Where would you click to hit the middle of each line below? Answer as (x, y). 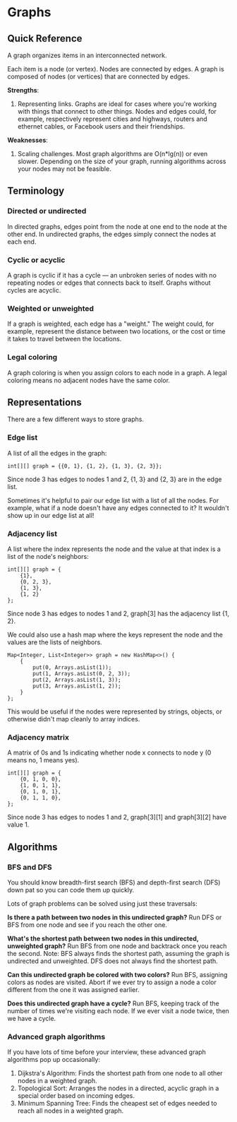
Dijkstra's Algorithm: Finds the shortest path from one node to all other (120, 1073)
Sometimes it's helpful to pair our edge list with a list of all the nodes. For (113, 500)
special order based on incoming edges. (76, 1096)
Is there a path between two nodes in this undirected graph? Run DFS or (115, 917)
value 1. (18, 825)
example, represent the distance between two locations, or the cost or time (116, 331)
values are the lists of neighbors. (55, 642)
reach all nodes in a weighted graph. (71, 1111)
